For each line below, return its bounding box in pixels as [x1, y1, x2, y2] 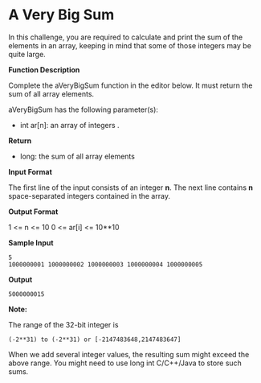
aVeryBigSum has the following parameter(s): [8, 105, 159, 114]
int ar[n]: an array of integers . [19, 120, 120, 130]
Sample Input [8, 237, 54, 247]
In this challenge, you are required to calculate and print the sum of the [8, 32, 243, 42]
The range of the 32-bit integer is [8, 319, 119, 329]
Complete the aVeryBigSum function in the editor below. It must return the [8, 80, 253, 90]
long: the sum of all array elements [19, 151, 135, 161]
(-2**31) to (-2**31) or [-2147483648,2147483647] [8, 336, 181, 344]
